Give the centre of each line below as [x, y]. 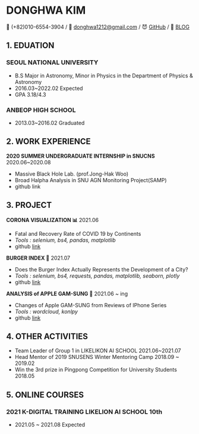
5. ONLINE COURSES [45, 394]
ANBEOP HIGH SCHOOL [41, 110]
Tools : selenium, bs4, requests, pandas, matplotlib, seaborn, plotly [97, 276]
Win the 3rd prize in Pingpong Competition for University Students [96, 370]
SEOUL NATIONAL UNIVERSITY [52, 63]
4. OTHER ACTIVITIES [47, 336]
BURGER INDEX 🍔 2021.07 [38, 258]
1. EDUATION [30, 46]
